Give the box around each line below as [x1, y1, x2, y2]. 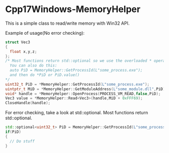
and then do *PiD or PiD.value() [10, 72, 80, 78]
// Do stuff [10, 138, 35, 144]
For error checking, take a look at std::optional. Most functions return [5, 110, 148, 116]
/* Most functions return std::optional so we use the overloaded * [5, 58, 152, 63]
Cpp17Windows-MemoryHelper [5, 4, 141, 15]
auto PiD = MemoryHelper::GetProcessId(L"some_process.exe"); [10, 68, 143, 73]
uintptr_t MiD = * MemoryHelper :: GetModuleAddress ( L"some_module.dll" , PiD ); [5, 87, 167, 92]
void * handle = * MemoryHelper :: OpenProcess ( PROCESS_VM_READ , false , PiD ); [5, 91, 161, 96]
